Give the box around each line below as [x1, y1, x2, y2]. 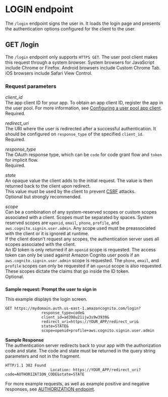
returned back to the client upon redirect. [5, 183, 91, 189]
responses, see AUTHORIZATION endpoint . [5, 386, 95, 392]
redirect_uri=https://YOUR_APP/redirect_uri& [41, 319, 139, 324]
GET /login [5, 41, 39, 49]
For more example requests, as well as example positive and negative [5, 380, 150, 386]
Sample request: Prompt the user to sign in [5, 286, 97, 292]
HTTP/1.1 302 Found [5, 363, 46, 368]
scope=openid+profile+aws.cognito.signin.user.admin [41, 328, 155, 333]
